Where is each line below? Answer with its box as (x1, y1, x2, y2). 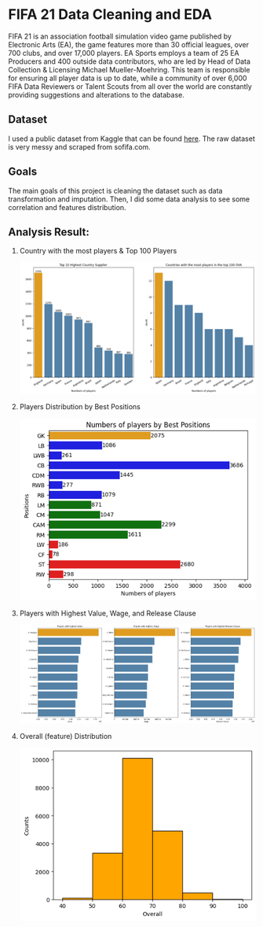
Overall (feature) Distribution (19, 732, 112, 741)
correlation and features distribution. (8, 202, 127, 212)
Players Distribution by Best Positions (19, 402, 141, 412)
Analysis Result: (8, 225, 90, 238)
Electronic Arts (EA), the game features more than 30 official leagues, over (8, 39, 250, 49)
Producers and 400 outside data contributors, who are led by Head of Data (8, 57, 251, 66)
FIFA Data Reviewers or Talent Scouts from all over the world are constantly (8, 81, 253, 91)
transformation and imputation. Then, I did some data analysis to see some (8, 194, 250, 204)
